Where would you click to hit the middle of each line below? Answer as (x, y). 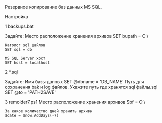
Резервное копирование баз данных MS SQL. (54, 7)
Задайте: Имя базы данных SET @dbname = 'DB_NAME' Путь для (75, 82)
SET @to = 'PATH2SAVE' (31, 92)
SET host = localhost (28, 63)
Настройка (17, 17)
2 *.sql (12, 72)
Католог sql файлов (25, 45)
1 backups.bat (19, 26)
